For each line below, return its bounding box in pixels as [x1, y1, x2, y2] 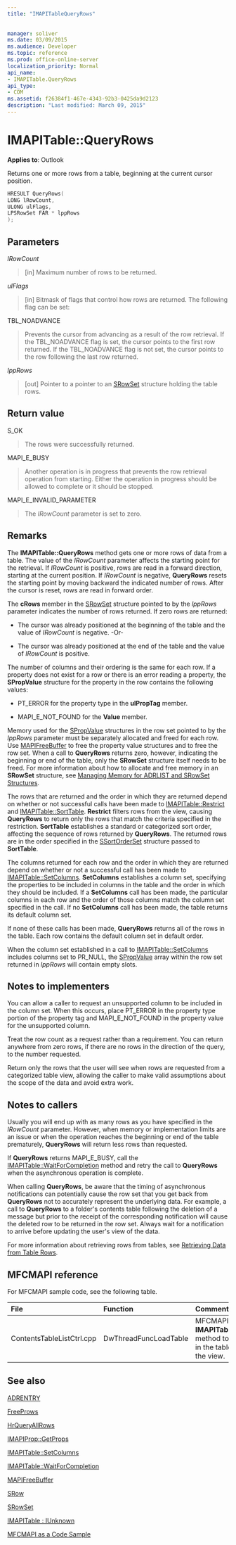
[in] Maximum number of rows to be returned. [24, 268, 157, 276]
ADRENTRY [7, 1394, 41, 1402]
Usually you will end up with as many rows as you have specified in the [7, 1118, 213, 1126]
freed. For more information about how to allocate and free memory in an [7, 763, 219, 772]
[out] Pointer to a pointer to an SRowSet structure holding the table [24, 380, 218, 388]
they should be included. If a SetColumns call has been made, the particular [7, 888, 228, 896]
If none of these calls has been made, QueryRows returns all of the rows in [7, 924, 225, 932]
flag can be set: [24, 303, 70, 311]
